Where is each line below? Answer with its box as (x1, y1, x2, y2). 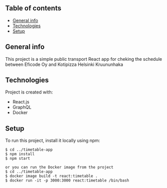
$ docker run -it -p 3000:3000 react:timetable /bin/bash (5, 178, 129, 183)
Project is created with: (5, 89, 53, 95)
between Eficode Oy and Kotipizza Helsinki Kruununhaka (5, 61, 123, 67)
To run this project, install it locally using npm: (5, 138, 101, 144)
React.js (12, 99, 30, 105)
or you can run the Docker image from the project (5, 165, 114, 170)
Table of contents (5, 4, 61, 13)
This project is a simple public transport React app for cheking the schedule (5, 56, 162, 62)
